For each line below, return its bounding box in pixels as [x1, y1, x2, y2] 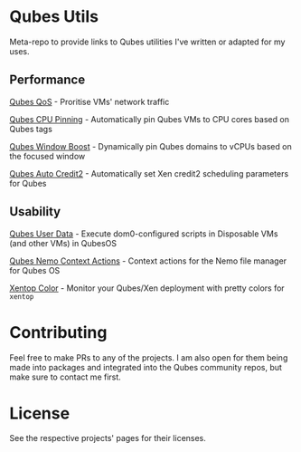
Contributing [9, 322, 108, 342]
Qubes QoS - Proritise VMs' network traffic [9, 96, 170, 107]
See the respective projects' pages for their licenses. [9, 433, 206, 444]
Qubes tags [9, 123, 52, 134]
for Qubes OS [9, 264, 61, 275]
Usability [9, 204, 61, 219]
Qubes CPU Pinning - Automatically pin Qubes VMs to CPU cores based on [9, 113, 289, 124]
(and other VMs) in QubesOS [9, 237, 118, 248]
